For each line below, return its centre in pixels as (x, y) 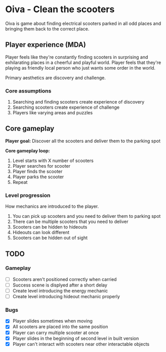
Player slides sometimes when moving (52, 321)
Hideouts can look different (41, 233)
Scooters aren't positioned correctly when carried (65, 279)
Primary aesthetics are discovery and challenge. (56, 78)
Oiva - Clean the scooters (60, 9)
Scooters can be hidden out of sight (50, 238)
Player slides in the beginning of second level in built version (76, 338)
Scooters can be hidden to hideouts (50, 227)
